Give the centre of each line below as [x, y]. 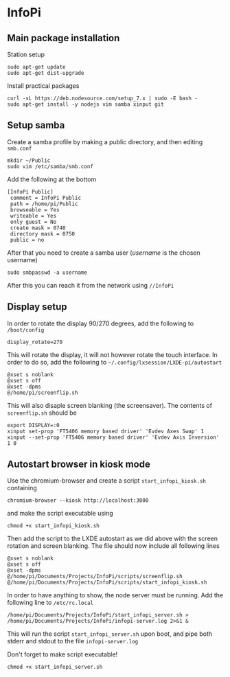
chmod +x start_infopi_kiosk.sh [53, 526]
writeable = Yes [33, 216]
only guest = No [33, 222]
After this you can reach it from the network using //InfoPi [91, 285]
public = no [27, 240]
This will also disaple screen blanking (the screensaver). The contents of [110, 405]
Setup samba [36, 125]
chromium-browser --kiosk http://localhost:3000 [78, 501]
